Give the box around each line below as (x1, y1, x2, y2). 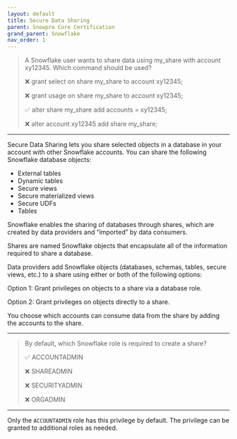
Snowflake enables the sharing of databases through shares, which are (7, 221, 214, 229)
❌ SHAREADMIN (24, 367, 73, 375)
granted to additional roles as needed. (7, 423, 118, 432)
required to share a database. (7, 249, 93, 258)
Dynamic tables (17, 177, 63, 185)
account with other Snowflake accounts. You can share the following (7, 148, 207, 156)
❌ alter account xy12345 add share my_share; (24, 119, 158, 128)
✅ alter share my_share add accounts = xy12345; (24, 105, 168, 114)
